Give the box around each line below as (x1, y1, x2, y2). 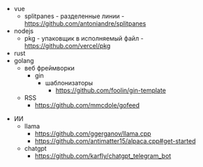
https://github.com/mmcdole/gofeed (34, 101, 140, 109)
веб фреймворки (24, 64, 75, 72)
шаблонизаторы (45, 79, 93, 87)
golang (13, 57, 34, 64)
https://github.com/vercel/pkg (24, 42, 111, 50)
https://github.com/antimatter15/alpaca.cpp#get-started (34, 137, 196, 145)
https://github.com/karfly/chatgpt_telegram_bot (34, 152, 172, 160)
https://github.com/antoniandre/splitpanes (24, 20, 146, 27)
